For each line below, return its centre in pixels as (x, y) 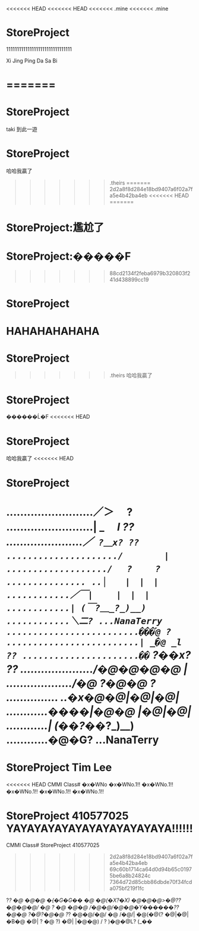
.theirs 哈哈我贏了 (131, 375)
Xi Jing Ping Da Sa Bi (32, 60)
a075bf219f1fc (127, 888)
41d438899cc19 (129, 280)
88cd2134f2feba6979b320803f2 (150, 273)
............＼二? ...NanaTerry (84, 621)
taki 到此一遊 (22, 129)
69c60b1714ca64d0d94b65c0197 (151, 869)
